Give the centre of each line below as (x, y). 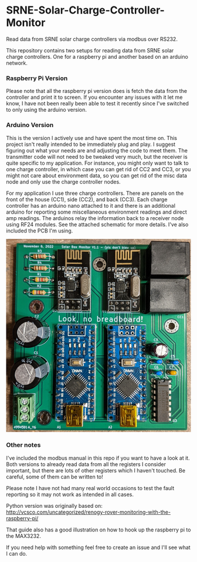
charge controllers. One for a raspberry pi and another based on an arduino (97, 56)
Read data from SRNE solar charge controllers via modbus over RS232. (92, 39)
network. (17, 63)
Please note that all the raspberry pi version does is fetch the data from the (97, 91)
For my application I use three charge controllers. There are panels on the (95, 193)
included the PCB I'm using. (40, 231)
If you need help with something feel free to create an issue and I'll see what (98, 547)
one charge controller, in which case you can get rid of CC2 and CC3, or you (98, 169)
